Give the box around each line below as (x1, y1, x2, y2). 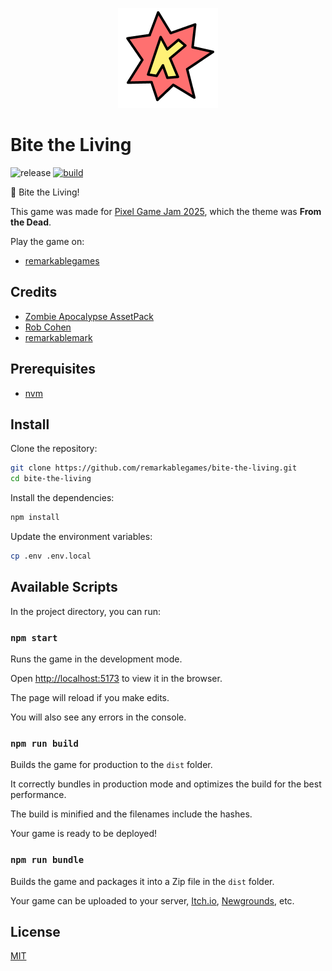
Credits (10, 284, 58, 301)
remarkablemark (24, 331, 93, 343)
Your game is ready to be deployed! (10, 828, 158, 840)
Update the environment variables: (10, 531, 153, 542)
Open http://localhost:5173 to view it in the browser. (10, 672, 223, 684)
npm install (10, 513, 60, 523)
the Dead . (10, 216, 52, 228)
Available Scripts (10, 579, 118, 596)
